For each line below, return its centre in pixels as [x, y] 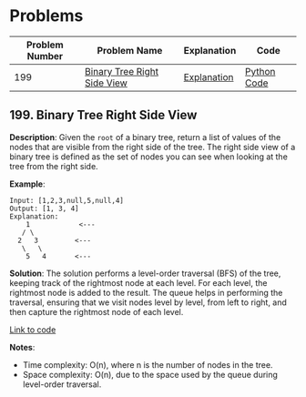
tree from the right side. [54, 166]
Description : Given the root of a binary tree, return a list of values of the [145, 137]
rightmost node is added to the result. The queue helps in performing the [146, 292]
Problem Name [130, 50]
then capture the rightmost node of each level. [97, 311]
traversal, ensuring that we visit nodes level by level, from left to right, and [148, 302]
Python [260, 71]
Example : [27, 184]
